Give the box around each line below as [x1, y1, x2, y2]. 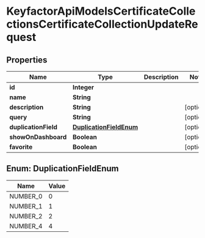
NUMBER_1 [9, 202, 43, 210]
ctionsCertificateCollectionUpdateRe [6, 17, 198, 31]
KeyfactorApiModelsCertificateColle [6, 4, 196, 18]
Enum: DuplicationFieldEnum [6, 163, 119, 174]
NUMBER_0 [9, 192, 43, 200]
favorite [9, 143, 33, 151]
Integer [72, 83, 95, 91]
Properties [6, 54, 48, 65]
